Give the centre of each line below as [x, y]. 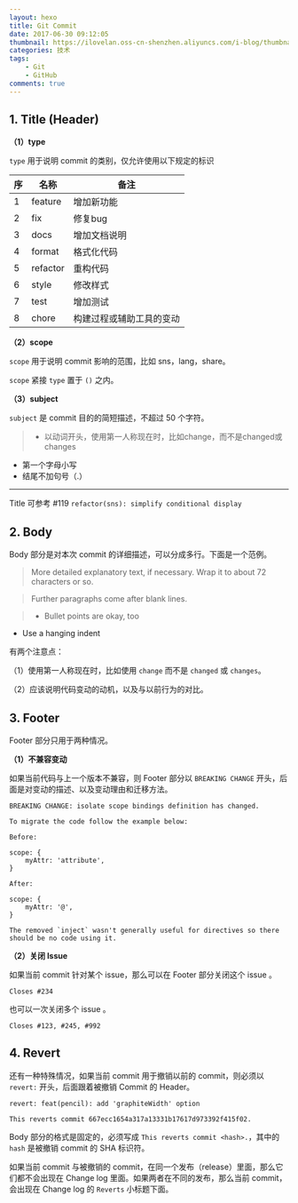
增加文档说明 [100, 235]
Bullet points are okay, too [92, 616]
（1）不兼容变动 [39, 760]
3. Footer [35, 717]
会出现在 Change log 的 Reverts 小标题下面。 [91, 1189]
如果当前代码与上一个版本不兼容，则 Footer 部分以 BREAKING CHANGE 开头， [145, 778]
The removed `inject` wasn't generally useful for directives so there [144, 931]
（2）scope [31, 342]
